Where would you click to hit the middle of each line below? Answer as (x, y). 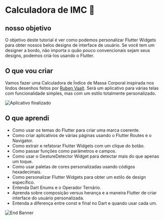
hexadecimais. (27, 172)
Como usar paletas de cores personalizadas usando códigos (73, 166)
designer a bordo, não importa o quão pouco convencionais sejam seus (78, 50)
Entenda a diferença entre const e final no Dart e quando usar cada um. (84, 203)
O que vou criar (29, 71)
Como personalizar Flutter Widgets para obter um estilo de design (79, 177)
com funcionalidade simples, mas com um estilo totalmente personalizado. (81, 93)
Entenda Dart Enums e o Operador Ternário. (57, 187)
